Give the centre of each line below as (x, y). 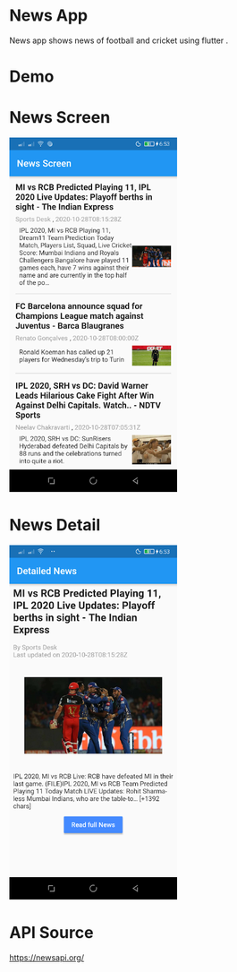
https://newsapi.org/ (47, 957)
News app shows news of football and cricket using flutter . (119, 40)
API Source (51, 933)
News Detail (55, 525)
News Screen (60, 118)
